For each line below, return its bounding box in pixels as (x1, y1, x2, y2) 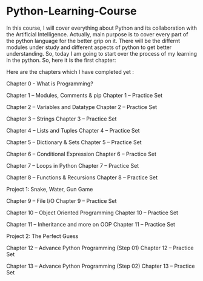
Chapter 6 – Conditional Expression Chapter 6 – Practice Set (6, 150, 156, 157)
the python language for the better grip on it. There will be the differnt (6, 37, 181, 44)
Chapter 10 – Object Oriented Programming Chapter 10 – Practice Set (6, 209, 179, 216)
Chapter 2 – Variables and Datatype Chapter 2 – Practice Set (6, 103, 158, 110)
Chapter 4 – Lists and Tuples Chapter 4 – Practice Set (6, 127, 141, 134)
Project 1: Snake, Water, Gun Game (6, 185, 93, 193)
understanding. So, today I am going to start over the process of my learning (6, 50, 198, 57)
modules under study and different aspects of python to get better (6, 44, 172, 51)
